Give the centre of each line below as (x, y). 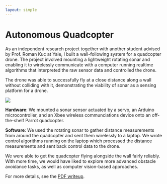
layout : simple (21, 10)
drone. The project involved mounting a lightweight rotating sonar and (77, 59)
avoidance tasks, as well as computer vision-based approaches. (72, 166)
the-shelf (15, 120)
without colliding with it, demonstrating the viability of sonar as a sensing (81, 85)
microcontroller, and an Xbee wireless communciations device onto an (78, 115)
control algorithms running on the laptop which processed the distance (79, 141)
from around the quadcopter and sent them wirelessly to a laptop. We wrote (84, 135)
